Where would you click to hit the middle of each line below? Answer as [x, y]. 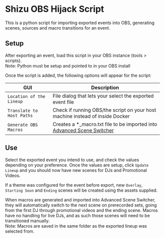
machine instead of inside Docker [91, 116]
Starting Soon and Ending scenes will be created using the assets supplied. [82, 190]
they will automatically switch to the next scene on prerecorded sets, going [81, 205]
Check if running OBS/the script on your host [104, 110]
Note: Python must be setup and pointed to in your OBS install [68, 66]
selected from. [20, 231]
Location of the [27, 96]
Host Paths [20, 115]
